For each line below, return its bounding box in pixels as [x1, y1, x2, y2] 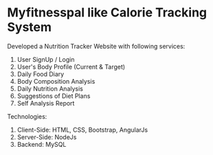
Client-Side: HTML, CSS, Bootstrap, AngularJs [16, 126, 148, 134]
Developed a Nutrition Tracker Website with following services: [7, 42, 186, 50]
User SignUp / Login [16, 55, 75, 63]
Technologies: [7, 112, 47, 121]
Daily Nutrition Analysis [16, 84, 84, 93]
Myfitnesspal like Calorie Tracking [7, 5, 208, 21]
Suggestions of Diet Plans [16, 91, 91, 100]
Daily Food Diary [16, 70, 65, 78]
